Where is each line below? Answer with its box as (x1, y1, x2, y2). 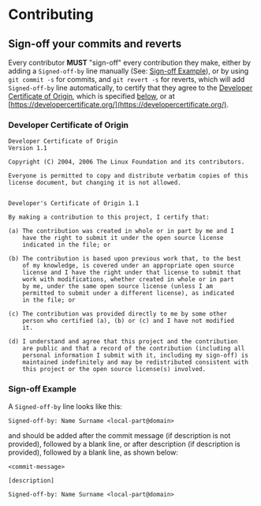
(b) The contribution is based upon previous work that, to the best (8, 255, 242, 263)
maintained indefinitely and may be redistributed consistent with (22, 358, 248, 366)
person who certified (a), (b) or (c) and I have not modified (22, 317, 235, 325)
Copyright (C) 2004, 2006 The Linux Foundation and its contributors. (8, 158, 245, 167)
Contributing (8, 6, 94, 24)
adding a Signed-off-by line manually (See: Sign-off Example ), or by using (8, 66, 249, 76)
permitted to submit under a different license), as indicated (22, 290, 235, 298)
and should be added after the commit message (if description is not (8, 430, 231, 440)
